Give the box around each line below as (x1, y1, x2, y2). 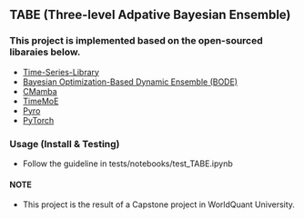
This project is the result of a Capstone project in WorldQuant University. (22, 199, 296, 210)
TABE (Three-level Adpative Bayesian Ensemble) (9, 7, 291, 23)
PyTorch (22, 114, 55, 125)
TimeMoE (22, 95, 59, 106)
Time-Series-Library (22, 66, 100, 77)
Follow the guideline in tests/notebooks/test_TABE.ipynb (22, 158, 234, 169)
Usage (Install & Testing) (9, 137, 120, 150)
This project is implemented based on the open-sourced (9, 35, 264, 47)
